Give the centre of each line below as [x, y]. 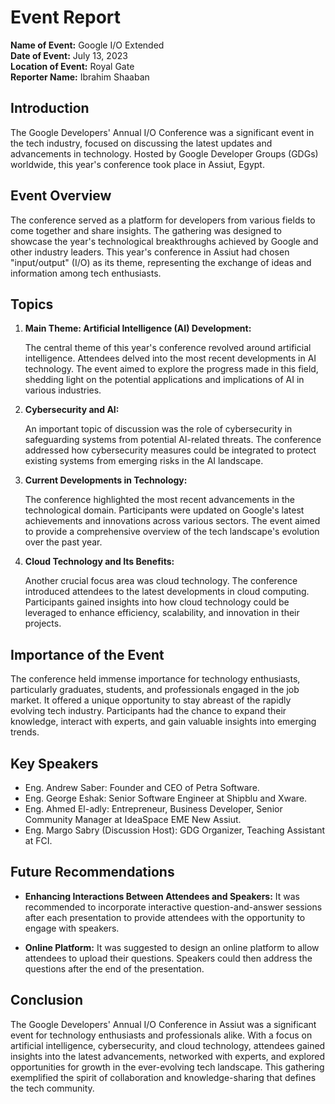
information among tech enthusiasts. [86, 273]
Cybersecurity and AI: [72, 410]
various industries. [63, 390]
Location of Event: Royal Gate [72, 66]
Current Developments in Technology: [106, 480]
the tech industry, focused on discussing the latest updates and [141, 143]
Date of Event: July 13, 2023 [69, 55]
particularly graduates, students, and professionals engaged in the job [155, 690]
